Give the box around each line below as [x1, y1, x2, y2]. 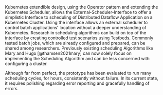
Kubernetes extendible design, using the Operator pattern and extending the [5, 4, 158, 10]
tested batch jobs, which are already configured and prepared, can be [5, 40, 145, 46]
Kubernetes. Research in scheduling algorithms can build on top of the [5, 30, 146, 35]
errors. [5, 86, 18, 91]
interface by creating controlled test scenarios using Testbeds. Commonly [5, 35, 154, 41]
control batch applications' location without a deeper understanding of [5, 25, 147, 31]
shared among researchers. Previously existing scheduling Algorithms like [5, 46, 153, 51]
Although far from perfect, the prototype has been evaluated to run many [5, 70, 152, 76]
